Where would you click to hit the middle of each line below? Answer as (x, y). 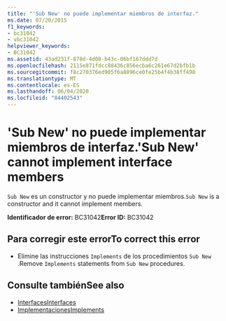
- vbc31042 (23, 40)
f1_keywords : (26, 27)
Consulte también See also (66, 286)
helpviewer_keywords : (39, 46)
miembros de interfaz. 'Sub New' (103, 148)
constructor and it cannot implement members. (75, 204)
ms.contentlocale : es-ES (43, 85)
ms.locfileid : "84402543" (45, 98)
